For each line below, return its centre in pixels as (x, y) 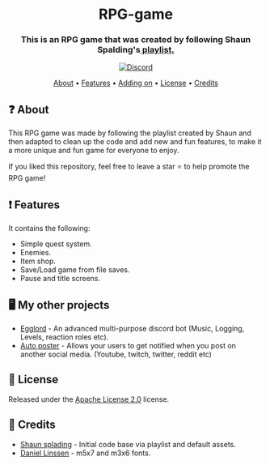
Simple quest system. (56, 244)
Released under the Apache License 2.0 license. (89, 399)
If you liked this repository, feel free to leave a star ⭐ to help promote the (129, 167)
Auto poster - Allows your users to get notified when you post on (128, 345)
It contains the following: (49, 228)
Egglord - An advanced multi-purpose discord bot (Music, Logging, (132, 328)
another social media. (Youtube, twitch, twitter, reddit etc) (116, 354)
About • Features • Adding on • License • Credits (136, 83)
